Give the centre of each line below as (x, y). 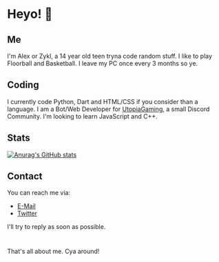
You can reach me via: (39, 193)
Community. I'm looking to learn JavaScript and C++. (83, 116)
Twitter (27, 214)
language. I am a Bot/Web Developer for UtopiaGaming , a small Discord (108, 109)
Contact (25, 176)
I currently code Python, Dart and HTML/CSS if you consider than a (103, 101)
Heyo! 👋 (30, 14)
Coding (23, 85)
